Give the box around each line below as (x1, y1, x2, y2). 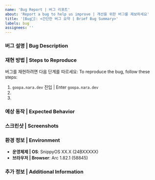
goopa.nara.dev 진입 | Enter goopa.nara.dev (12, 84, 99, 90)
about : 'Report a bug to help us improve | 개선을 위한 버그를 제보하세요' (5, 12, 150, 17)
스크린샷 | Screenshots (5, 123, 59, 130)
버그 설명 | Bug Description (5, 43, 68, 49)
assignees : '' (5, 25, 34, 30)
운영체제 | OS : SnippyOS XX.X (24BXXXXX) (12, 149, 99, 155)
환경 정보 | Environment (5, 137, 60, 144)
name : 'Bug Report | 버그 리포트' (5, 7, 70, 12)
